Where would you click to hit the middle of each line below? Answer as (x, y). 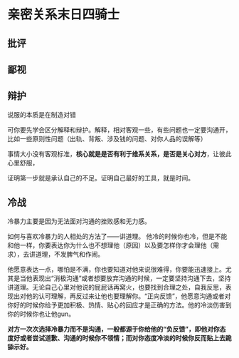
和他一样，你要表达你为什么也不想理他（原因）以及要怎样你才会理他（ (110, 245)
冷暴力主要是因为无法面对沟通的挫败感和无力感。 (79, 221)
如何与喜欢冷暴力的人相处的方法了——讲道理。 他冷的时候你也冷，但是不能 (117, 236)
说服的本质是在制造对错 (42, 114)
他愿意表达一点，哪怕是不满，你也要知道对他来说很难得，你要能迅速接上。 (116, 269)
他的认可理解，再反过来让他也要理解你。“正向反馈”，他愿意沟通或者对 (128, 296)
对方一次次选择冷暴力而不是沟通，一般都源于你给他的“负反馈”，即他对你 (114, 329)
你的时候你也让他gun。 (41, 314)
